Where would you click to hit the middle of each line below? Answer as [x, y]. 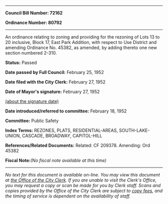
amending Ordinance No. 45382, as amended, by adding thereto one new [81, 47]
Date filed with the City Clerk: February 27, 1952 [55, 82]
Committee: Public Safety [32, 121]
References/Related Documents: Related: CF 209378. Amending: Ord [77, 145]
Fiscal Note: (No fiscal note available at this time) [56, 160]
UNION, [13, 136]
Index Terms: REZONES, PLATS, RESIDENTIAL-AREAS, [62, 130]
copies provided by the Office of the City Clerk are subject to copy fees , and [84, 191]
